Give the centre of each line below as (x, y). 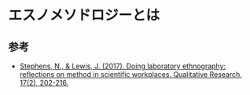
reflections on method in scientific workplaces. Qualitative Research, (131, 74)
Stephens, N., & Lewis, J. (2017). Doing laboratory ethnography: (123, 66)
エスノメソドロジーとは (84, 15)
